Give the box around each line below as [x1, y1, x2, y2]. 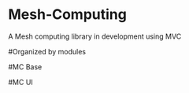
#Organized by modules [8, 46, 87, 56]
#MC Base [8, 61, 43, 72]
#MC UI [8, 77, 33, 87]
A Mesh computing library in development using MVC [8, 32, 182, 41]
